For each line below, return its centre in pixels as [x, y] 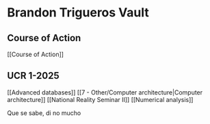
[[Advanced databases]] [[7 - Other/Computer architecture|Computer [105, 92]
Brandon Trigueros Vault [78, 13]
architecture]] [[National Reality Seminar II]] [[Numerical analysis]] [100, 99]
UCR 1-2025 [33, 76]
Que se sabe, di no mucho [44, 113]
